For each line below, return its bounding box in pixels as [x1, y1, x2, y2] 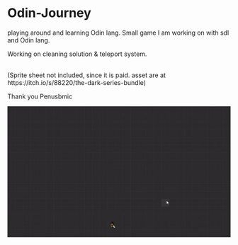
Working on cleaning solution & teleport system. [7, 50, 147, 58]
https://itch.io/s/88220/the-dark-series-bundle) [7, 78, 147, 86]
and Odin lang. [7, 35, 50, 44]
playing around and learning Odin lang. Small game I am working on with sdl [7, 28, 229, 37]
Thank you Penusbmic [7, 92, 73, 101]
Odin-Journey [7, 5, 92, 21]
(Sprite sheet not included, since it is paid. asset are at [7, 71, 166, 79]
